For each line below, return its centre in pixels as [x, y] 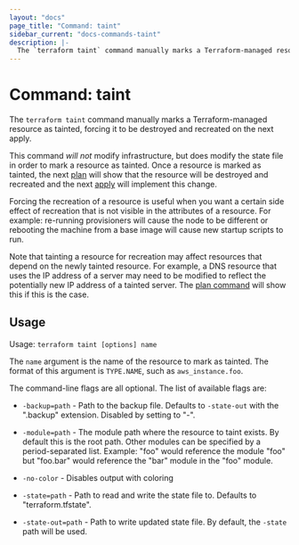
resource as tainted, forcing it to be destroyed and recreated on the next [141, 129]
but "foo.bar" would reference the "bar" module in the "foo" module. [147, 460]
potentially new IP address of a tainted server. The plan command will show [148, 285]
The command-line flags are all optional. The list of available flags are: [138, 388]
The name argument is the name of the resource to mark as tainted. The [139, 361]
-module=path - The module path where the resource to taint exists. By [150, 432]
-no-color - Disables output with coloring [97, 477]
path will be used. [54, 531]
